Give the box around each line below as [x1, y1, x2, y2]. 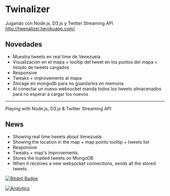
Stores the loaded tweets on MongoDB [12, 155, 94, 161]
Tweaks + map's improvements [12, 150, 78, 156]
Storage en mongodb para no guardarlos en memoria [12, 80, 124, 86]
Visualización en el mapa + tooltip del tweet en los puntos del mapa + [12, 59, 158, 65]
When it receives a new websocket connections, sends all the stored [12, 160, 156, 166]
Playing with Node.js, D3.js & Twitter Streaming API [5, 105, 112, 111]
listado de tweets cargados [12, 64, 69, 70]
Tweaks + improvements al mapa [12, 75, 82, 81]
